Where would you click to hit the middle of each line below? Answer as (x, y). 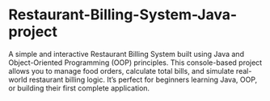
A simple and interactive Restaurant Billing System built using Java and (127, 54)
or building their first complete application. (79, 88)
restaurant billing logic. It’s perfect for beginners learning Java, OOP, (143, 79)
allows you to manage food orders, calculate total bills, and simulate (121, 71)
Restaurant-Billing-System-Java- (123, 15)
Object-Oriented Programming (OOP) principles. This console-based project (135, 63)
